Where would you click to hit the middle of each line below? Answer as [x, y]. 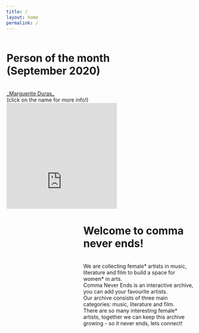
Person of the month [58, 58]
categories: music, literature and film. [129, 304]
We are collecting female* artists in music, [135, 266]
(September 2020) [54, 71]
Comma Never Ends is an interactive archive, [138, 285]
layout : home [22, 17]
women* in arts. [103, 279]
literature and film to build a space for [129, 273]
